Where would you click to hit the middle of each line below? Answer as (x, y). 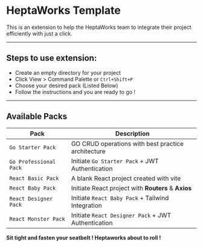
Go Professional (33, 161)
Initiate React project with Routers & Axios (131, 188)
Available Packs (37, 117)
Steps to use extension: (52, 58)
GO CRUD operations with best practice (127, 143)
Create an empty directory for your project (68, 72)
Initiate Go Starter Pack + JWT (115, 161)
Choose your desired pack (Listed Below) (66, 86)
